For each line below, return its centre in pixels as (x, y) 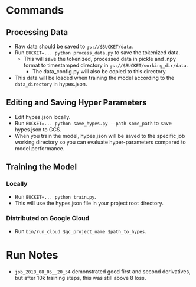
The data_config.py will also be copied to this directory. (99, 71)
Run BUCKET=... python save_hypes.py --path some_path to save (93, 123)
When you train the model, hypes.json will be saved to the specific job (100, 136)
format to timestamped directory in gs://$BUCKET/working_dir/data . (106, 65)
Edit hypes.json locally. (43, 117)
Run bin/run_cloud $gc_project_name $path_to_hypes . (80, 231)
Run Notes (32, 255)
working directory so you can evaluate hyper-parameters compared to (100, 142)
